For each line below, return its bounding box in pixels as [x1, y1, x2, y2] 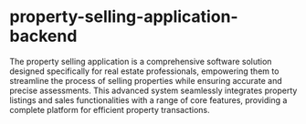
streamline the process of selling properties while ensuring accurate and [9, 75, 282, 86]
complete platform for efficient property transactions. [9, 104, 210, 115]
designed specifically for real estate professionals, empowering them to [9, 66, 280, 77]
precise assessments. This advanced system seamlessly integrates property [9, 85, 298, 96]
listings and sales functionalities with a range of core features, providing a [9, 94, 288, 106]
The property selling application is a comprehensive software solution [9, 56, 272, 67]
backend [9, 26, 78, 46]
